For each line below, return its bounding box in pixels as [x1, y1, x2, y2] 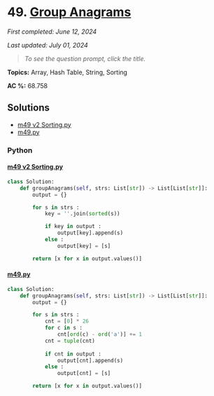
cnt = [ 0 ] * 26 [44, 318, 90, 325]
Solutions [7, 102, 50, 114]
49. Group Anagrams [7, 4, 131, 20]
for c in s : [44, 325, 83, 332]
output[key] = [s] [57, 242, 111, 249]
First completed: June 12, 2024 [7, 27, 97, 36]
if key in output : [44, 223, 101, 230]
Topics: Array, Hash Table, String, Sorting [7, 68, 128, 76]
